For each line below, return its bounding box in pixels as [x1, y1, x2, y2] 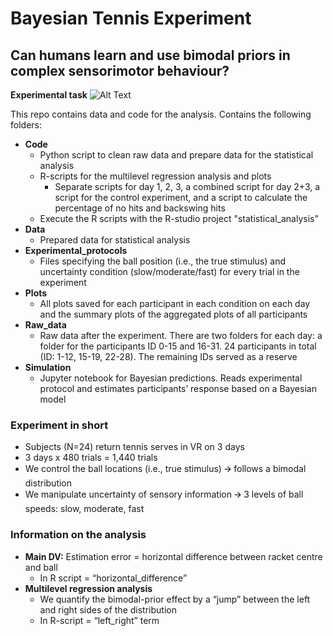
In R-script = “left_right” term [39, 614, 160, 626]
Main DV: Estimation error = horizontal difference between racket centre [24, 550, 323, 562]
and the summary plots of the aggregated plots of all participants [39, 308, 308, 320]
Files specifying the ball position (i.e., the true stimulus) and [39, 255, 287, 267]
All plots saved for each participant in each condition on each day [39, 298, 311, 309]
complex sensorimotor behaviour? [10, 62, 230, 79]
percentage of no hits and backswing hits [54, 202, 226, 214]
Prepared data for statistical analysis [39, 234, 191, 246]
